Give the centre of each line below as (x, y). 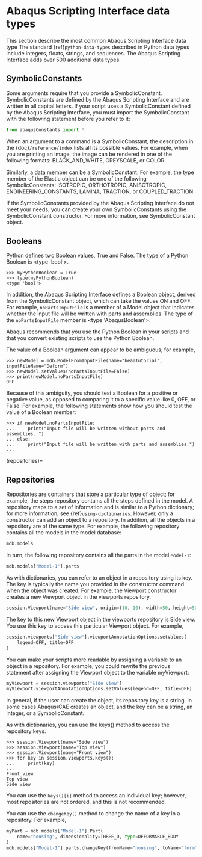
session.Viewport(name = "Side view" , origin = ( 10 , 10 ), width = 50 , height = (99, 608)
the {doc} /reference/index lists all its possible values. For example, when (97, 147)
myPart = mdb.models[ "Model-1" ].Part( (55, 831)
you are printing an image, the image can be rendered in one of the (89, 154)
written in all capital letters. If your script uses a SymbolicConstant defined (99, 106)
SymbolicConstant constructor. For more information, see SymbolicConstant (101, 215)
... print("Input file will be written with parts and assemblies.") (101, 444)
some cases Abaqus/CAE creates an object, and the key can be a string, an (99, 707)
